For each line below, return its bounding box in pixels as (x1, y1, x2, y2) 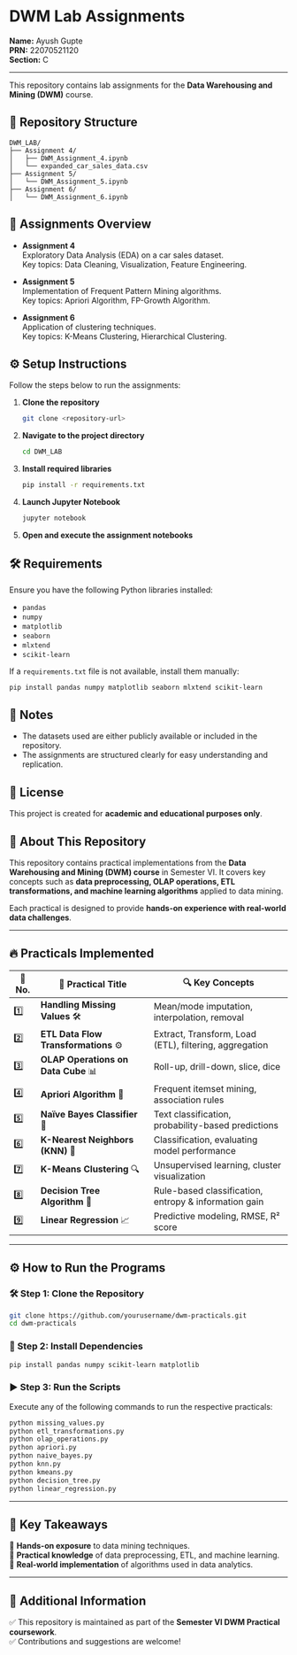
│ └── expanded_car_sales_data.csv (9, 161, 148, 170)
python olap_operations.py (9, 1435, 109, 1444)
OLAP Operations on (40, 1053, 129, 1065)
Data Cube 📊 (40, 1064, 97, 1077)
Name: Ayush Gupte (9, 35, 83, 46)
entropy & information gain (153, 1195, 264, 1208)
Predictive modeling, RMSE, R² (153, 1210, 280, 1222)
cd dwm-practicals (9, 1319, 77, 1328)
